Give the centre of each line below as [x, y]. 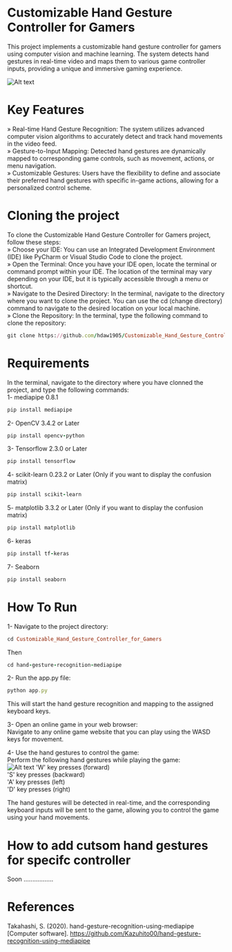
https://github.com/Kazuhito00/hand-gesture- [136, 933]
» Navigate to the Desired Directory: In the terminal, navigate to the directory [116, 293]
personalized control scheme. [49, 187]
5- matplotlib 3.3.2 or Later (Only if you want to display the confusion [105, 508]
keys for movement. [36, 739]
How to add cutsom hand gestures [108, 845]
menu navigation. [32, 165]
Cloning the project [63, 216]
